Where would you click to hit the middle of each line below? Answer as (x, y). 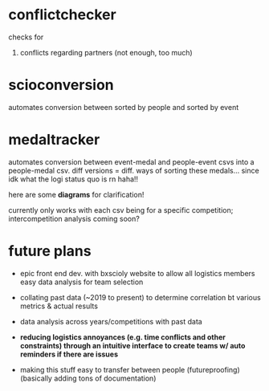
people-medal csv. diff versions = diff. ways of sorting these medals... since (134, 170)
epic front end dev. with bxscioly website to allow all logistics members (137, 273)
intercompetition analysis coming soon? (74, 218)
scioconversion (61, 85)
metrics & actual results (59, 306)
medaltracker (54, 140)
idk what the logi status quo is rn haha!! (73, 179)
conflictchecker (62, 15)
